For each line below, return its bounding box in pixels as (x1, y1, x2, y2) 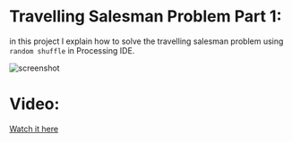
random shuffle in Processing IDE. (9, 45, 135, 55)
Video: (9, 94, 60, 114)
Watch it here (9, 123, 59, 134)
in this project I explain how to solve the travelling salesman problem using (9, 36, 284, 46)
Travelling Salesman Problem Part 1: (9, 6, 282, 27)
